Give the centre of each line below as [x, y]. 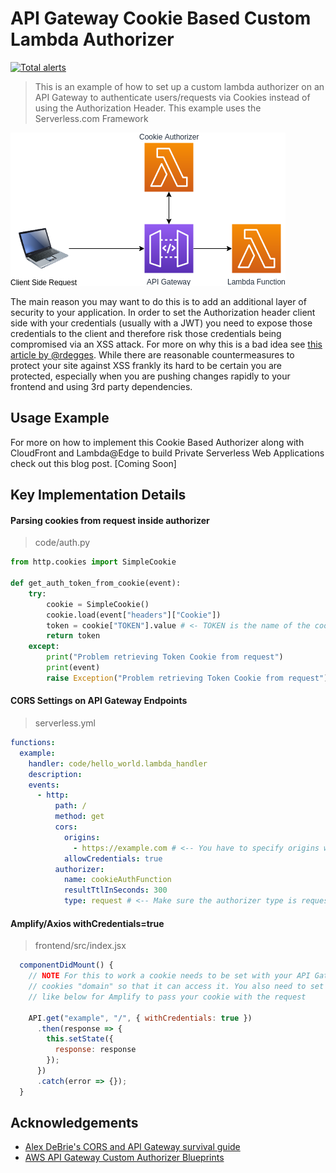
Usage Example [60, 418]
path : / [70, 806]
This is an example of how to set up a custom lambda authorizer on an [179, 86]
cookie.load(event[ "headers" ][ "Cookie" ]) [134, 615]
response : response [95, 1050]
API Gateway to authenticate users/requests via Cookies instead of [172, 97]
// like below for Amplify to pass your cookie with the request [167, 997]
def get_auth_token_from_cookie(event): [96, 583]
